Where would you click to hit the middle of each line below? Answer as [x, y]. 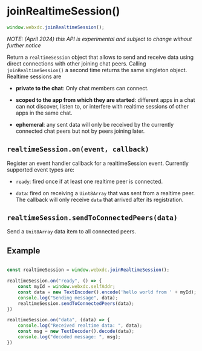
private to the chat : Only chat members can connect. [82, 88]
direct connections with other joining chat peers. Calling [77, 63]
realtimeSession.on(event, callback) [78, 149]
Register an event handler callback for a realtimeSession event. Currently [98, 163]
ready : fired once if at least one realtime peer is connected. [89, 181]
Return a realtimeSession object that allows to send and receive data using [100, 57]
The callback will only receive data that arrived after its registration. [99, 199]
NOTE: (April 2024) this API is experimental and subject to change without [99, 39]
